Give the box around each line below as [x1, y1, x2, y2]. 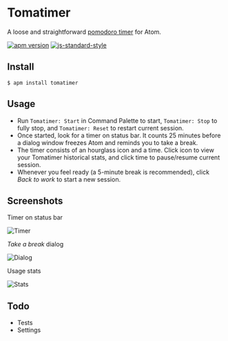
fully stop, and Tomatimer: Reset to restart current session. [17, 124, 184, 132]
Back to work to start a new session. [17, 175, 121, 184]
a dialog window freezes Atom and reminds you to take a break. [17, 138, 198, 146]
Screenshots [7, 195, 63, 206]
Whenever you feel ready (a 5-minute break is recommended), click [17, 168, 210, 176]
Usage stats [7, 267, 41, 275]
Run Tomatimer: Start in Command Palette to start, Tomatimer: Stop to [17, 116, 218, 125]
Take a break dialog [7, 240, 64, 249]
